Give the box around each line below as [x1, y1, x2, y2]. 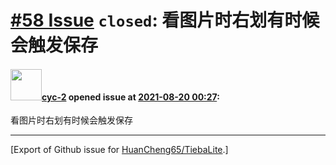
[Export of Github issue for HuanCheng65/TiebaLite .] [10, 144, 229, 156]
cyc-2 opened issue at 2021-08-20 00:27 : [41, 91, 220, 103]
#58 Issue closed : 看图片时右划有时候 [10, 9, 320, 32]
